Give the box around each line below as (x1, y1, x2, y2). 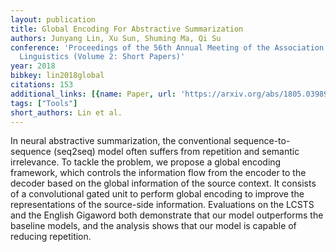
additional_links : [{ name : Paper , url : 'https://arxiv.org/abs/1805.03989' (10, 89, 333, 99)
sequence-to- (233, 135, 291, 147)
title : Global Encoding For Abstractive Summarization (10, 24, 244, 34)
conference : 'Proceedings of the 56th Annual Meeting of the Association (10, 42, 325, 53)
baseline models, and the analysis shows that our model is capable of (10, 220, 297, 232)
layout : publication (10, 14, 97, 25)
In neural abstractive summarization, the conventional (10, 135, 232, 147)
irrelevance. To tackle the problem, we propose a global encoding (10, 156, 282, 168)
